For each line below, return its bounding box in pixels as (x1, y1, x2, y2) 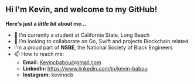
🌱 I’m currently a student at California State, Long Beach (13, 32, 150, 38)
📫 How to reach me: (13, 50, 64, 57)
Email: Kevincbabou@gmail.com (22, 58, 101, 66)
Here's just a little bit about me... (5, 20, 87, 27)
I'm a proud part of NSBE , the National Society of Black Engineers (13, 44, 173, 51)
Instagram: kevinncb (22, 71, 74, 78)
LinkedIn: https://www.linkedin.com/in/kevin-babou (22, 65, 148, 72)
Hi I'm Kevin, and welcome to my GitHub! (5, 5, 158, 15)
